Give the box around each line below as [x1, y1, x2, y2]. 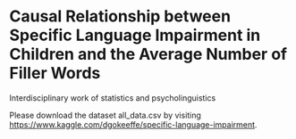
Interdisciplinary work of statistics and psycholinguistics [9, 92, 216, 103]
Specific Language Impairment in [9, 25, 261, 45]
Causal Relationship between [9, 6, 231, 27]
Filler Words [9, 63, 101, 84]
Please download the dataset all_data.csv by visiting [9, 110, 201, 120]
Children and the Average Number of [9, 45, 288, 64]
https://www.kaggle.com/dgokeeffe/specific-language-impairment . [9, 119, 258, 130]
